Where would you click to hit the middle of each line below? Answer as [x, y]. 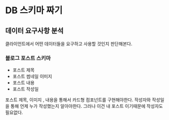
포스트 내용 [24, 83]
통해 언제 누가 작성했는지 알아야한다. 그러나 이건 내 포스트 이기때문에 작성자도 [87, 106]
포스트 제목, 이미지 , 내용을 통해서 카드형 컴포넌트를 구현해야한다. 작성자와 [78, 100]
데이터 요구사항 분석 [34, 31]
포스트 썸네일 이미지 [32, 76]
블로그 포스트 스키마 [28, 58]
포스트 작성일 [26, 89]
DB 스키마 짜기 [34, 10]
